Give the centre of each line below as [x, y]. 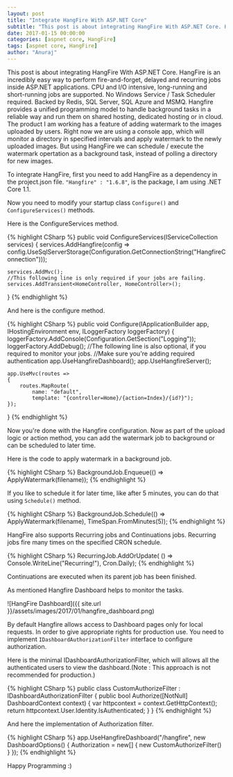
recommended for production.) [51, 675]
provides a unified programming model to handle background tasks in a [109, 109]
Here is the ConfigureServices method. [63, 223]
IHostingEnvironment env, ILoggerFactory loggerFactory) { [91, 331]
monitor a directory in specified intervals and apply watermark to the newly [114, 138]
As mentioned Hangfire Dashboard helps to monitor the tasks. [95, 590]
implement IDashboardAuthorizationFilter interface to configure [100, 639]
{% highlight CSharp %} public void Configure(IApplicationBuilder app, [108, 323]
